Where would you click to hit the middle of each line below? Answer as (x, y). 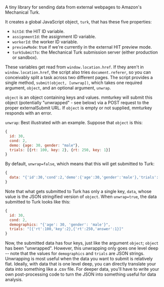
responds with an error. (29, 113)
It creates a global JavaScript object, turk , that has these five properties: (78, 22)
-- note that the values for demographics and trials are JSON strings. (75, 254)
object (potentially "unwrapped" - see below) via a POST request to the (77, 102)
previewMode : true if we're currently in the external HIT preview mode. (82, 47)
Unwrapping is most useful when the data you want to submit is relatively (79, 259)
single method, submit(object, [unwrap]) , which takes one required (74, 83)
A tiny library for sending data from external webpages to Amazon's (73, 7)
